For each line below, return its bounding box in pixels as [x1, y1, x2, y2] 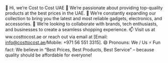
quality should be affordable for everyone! [5, 52, 92, 58]
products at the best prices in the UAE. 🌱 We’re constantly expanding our [5, 10, 156, 16]
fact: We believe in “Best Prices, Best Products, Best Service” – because [5, 47, 154, 52]
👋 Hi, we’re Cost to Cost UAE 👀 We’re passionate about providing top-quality [5, 5, 163, 11]
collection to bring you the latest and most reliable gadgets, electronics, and [5, 16, 162, 21]
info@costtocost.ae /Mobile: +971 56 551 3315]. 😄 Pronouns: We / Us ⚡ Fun [5, 39, 161, 45]
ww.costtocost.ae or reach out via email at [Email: [5, 34, 108, 40]
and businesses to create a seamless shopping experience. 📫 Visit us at [5, 27, 155, 32]
